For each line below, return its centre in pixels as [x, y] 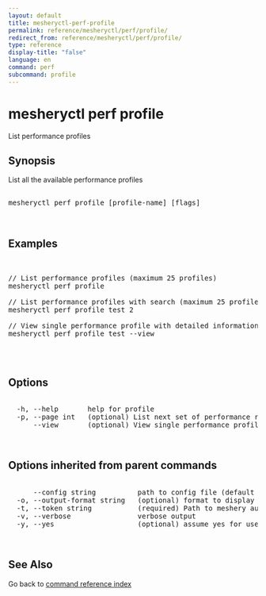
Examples [33, 243]
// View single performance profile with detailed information [133, 326]
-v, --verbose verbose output [106, 516]
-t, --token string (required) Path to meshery [131, 508]
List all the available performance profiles [76, 180]
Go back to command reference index [70, 583]
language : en [30, 60]
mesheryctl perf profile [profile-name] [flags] [104, 203]
